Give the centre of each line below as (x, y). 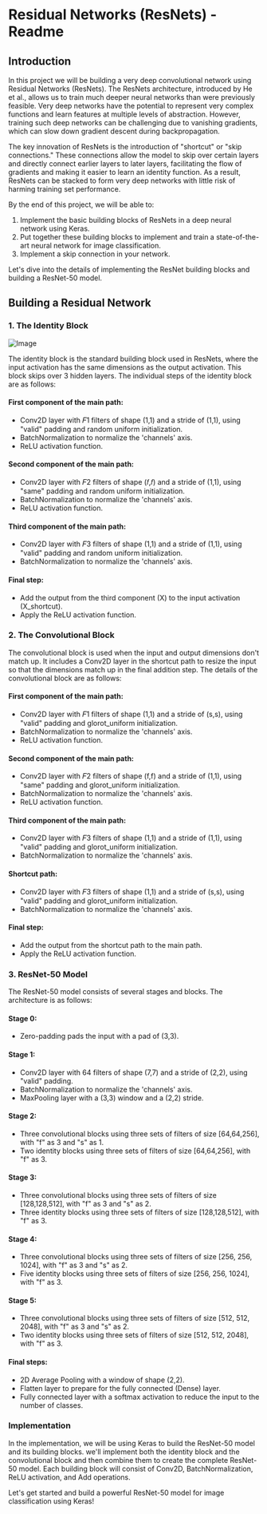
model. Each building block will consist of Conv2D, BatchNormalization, (136, 1468)
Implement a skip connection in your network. (95, 254)
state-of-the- (238, 237)
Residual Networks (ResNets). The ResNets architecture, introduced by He (130, 89)
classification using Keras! (51, 1501)
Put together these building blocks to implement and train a (117, 237)
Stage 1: (22, 1054)
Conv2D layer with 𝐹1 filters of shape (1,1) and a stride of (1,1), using (130, 420)
